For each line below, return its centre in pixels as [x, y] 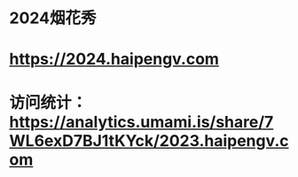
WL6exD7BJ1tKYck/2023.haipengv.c [149, 140]
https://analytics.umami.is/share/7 [141, 122]
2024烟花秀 [53, 18]
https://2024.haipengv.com [114, 59]
